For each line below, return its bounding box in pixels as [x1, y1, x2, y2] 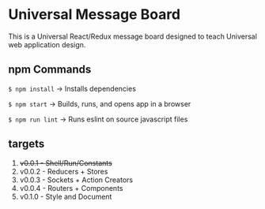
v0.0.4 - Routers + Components [19, 183, 123, 192]
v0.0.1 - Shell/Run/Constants [19, 158, 112, 167]
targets [8, 137, 45, 151]
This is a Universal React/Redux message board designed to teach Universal [8, 32, 257, 41]
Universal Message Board [8, 6, 181, 24]
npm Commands [8, 63, 92, 77]
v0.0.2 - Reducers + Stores [19, 166, 108, 176]
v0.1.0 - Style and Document [19, 192, 112, 201]
